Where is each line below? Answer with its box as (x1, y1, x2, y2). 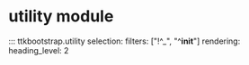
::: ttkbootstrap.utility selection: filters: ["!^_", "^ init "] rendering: (8, 36, 241, 46)
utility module (8, 6, 114, 27)
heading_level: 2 (8, 45, 69, 55)
